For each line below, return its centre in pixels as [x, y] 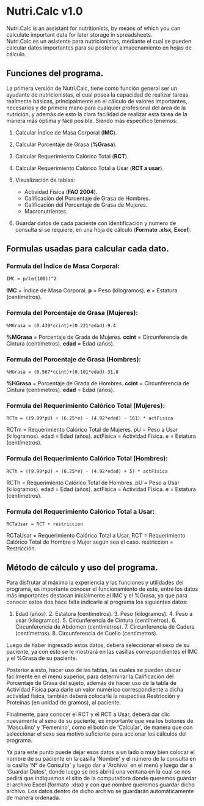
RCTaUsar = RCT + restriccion [45, 524]
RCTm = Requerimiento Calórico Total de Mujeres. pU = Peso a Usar [92, 430]
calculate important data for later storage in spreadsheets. [79, 34]
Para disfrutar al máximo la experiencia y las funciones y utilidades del [95, 582]
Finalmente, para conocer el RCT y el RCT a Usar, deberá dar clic [88, 714]
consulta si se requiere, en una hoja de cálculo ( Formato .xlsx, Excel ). [103, 229]
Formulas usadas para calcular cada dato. [88, 249]
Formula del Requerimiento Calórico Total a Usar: [81, 511]
